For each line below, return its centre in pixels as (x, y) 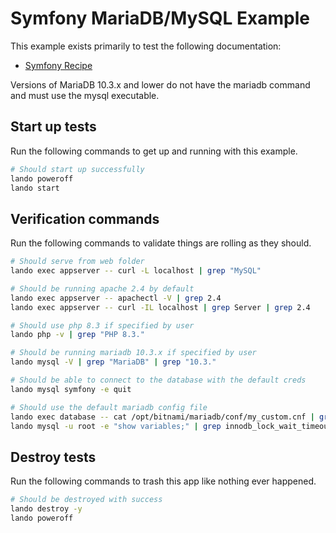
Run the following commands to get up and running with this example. (154, 151)
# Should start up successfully (77, 169)
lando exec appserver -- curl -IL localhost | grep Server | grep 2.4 (160, 307)
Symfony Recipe (58, 65)
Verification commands (85, 218)
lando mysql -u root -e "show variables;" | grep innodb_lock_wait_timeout (171, 426)
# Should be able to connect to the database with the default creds (158, 380)
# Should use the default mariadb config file (109, 407)
